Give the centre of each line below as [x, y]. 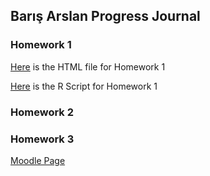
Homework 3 [42, 139]
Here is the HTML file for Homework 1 [88, 66]
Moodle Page [38, 160]
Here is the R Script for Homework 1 [84, 86]
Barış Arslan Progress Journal [105, 16]
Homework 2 [42, 112]
